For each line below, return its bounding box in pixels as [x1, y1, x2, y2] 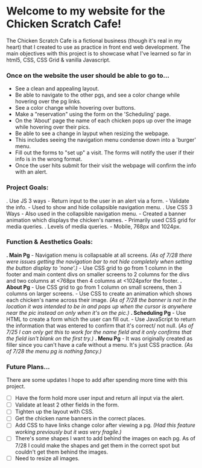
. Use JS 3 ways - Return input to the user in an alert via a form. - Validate [6, 197, 190, 204]
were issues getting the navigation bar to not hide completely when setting [6, 258, 192, 265]
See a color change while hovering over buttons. [14, 104, 136, 112]
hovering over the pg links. [14, 98, 81, 105]
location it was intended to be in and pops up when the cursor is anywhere [6, 303, 193, 310]
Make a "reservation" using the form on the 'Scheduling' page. [14, 110, 171, 118]
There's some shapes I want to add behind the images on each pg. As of [14, 435, 196, 442]
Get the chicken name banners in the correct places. [14, 415, 146, 422]
